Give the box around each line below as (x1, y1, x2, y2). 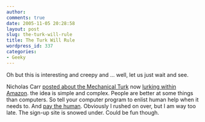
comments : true (6, 15, 45, 21)
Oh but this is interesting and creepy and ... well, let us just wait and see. (6, 71, 188, 78)
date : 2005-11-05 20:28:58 (6, 20, 75, 26)
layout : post (6, 26, 40, 32)
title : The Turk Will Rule (6, 37, 75, 43)
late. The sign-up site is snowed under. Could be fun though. (6, 109, 160, 116)
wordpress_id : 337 (6, 43, 53, 49)
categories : (6, 49, 37, 55)
